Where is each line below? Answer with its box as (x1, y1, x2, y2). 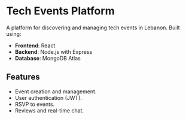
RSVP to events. (14, 100, 55, 108)
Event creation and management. (14, 88, 97, 95)
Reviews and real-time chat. (14, 106, 84, 114)
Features (6, 72, 40, 82)
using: (6, 30, 22, 37)
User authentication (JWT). (14, 94, 83, 101)
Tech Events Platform (6, 4, 115, 18)
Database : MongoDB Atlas (14, 54, 81, 62)
